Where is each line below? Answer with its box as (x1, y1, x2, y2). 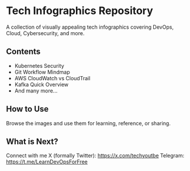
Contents (6, 47, 41, 57)
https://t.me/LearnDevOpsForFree (6, 158, 88, 165)
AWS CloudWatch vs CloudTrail (14, 74, 91, 81)
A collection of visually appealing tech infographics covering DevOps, (6, 23, 174, 30)
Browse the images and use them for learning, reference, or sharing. (6, 119, 171, 126)
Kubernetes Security (14, 62, 64, 69)
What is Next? (6, 136, 58, 146)
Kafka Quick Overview (14, 81, 69, 88)
